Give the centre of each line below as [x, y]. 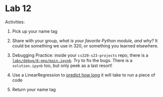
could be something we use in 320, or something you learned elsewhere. [85, 46]
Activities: [15, 22]
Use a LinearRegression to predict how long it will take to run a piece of [84, 75]
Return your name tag [34, 89]
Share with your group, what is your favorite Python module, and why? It [85, 40]
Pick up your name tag [35, 31]
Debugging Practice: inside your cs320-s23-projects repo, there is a [80, 55]
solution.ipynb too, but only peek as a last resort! [62, 65]
